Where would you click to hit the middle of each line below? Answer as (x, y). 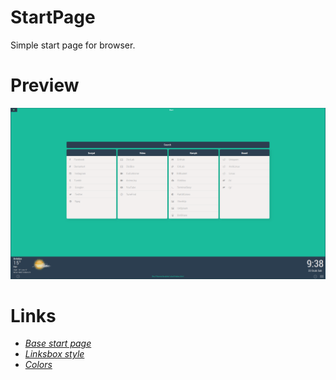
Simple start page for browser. (73, 45)
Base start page (58, 343)
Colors (38, 365)
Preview (45, 85)
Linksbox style (54, 354)
